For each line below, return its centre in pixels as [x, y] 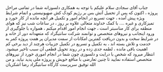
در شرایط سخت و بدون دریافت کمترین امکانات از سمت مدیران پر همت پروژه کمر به [82, 38]
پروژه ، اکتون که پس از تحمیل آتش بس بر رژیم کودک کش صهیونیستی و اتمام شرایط [82, 13]
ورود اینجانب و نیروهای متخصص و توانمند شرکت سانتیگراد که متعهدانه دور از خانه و [80, 33]
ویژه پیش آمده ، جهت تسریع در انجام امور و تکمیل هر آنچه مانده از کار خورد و [75, 18]
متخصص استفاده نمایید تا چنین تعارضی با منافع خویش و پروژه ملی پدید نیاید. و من [79, 59]
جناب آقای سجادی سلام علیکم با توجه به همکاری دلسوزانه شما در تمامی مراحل [77, 8]
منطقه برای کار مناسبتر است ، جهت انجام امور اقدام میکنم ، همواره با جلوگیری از [79, 28]
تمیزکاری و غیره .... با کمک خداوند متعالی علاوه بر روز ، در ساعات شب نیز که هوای [80, 23]
